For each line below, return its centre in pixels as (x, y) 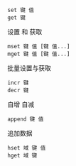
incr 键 (18, 83)
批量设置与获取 (29, 68)
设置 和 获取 (25, 32)
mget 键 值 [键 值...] (39, 54)
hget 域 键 (22, 155)
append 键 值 (26, 119)
